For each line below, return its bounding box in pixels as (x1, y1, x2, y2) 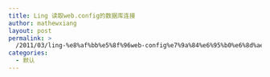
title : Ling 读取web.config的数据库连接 (8, 11, 136, 20)
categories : (8, 49, 48, 57)
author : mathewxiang (8, 19, 78, 27)
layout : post (8, 26, 52, 34)
